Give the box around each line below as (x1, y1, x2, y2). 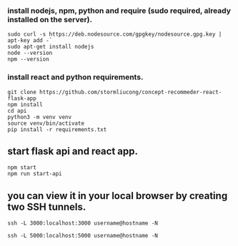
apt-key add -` (7, 37, 53, 44)
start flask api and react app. (7, 145, 138, 157)
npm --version (7, 56, 50, 63)
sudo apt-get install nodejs (7, 43, 94, 51)
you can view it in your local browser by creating (7, 190, 228, 202)
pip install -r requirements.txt (7, 125, 107, 133)
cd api (7, 107, 27, 114)
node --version (7, 49, 53, 57)
